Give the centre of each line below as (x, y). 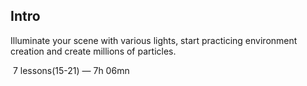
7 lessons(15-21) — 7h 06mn (71, 70)
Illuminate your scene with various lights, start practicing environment (154, 40)
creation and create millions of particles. (93, 51)
